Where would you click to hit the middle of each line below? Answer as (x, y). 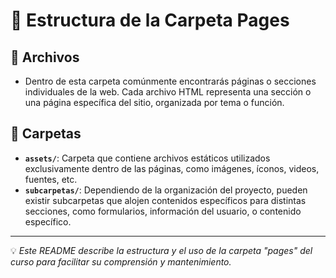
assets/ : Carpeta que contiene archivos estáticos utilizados (147, 158)
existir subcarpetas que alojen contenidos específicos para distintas (165, 200)
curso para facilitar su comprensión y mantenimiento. (121, 261)
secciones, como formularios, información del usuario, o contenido (163, 211)
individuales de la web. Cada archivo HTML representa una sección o (168, 92)
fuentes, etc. (51, 179)
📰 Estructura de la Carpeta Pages (150, 20)
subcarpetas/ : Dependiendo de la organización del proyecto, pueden (166, 190)
